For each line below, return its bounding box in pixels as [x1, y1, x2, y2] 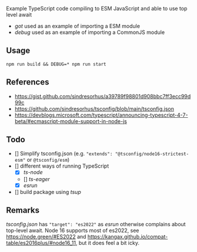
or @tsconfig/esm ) [26, 156, 70, 164]
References [6, 77, 49, 87]
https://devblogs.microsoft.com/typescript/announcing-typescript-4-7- [14, 111, 188, 118]
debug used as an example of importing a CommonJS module [14, 29, 165, 36]
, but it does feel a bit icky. [75, 240, 140, 247]
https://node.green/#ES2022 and [6, 233, 86, 240]
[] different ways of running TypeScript [14, 162, 109, 169]
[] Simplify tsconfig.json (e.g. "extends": [14, 150, 113, 157]
